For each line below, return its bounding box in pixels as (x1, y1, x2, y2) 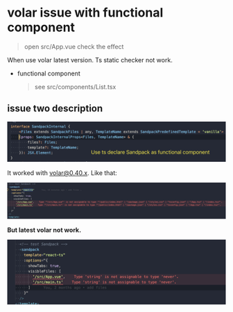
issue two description (7, 102, 103, 115)
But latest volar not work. (7, 226, 82, 234)
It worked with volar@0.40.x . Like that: (7, 169, 118, 177)
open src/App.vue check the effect (24, 42, 124, 51)
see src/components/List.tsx (34, 82, 116, 91)
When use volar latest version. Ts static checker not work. (7, 55, 173, 64)
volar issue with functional (7, 5, 164, 21)
